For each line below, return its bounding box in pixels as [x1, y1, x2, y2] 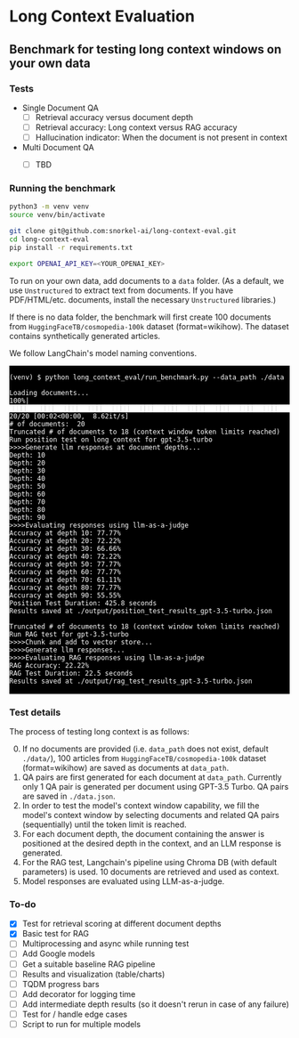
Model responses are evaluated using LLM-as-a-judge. [21, 875, 225, 887]
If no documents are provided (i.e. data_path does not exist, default [21, 743, 269, 754]
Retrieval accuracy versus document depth [35, 111, 194, 122]
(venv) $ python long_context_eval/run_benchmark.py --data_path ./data [9, 372, 285, 382]
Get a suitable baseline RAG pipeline [21, 959, 156, 969]
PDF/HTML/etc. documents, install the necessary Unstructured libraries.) [9, 294, 277, 304]
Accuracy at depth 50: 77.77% [9, 559, 122, 569]
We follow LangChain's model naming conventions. [9, 347, 198, 358]
